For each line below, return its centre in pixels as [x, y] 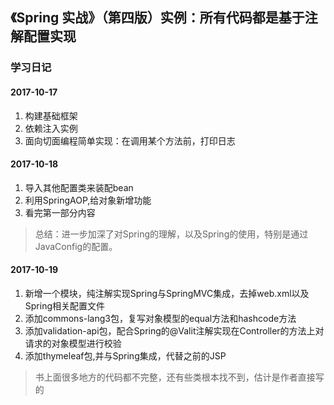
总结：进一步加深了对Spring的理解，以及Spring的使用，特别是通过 [171, 234]
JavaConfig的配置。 [76, 246]
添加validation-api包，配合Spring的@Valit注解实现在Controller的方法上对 [174, 330]
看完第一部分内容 [60, 212]
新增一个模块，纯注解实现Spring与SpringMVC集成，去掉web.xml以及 [167, 293]
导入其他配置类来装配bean [79, 187]
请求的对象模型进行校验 [73, 343]
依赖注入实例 [51, 128]
